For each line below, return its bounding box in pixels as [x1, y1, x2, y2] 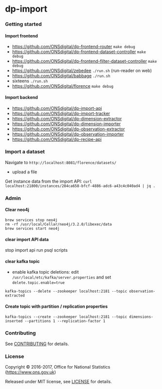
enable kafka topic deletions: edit [12, 269, 79, 275]
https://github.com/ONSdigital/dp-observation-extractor [12, 126, 125, 132]
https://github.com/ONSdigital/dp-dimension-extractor [12, 115, 122, 121]
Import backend [5, 94, 38, 100]
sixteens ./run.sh [12, 78, 48, 84]
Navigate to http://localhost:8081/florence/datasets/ [5, 159, 117, 165]
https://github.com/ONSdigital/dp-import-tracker [12, 111, 110, 116]
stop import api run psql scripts [5, 247, 68, 253]
